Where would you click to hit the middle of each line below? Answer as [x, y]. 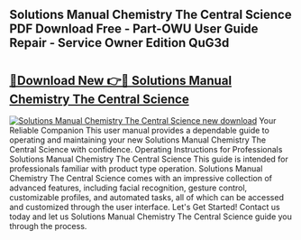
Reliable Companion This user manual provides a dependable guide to [140, 130]
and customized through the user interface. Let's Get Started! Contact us [145, 207]
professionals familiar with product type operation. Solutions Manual [136, 169]
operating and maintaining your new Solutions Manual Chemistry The [138, 140]
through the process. [48, 226]
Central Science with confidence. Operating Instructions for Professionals [146, 149]
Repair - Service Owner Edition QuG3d [119, 43]
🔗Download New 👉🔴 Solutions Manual [121, 80]
